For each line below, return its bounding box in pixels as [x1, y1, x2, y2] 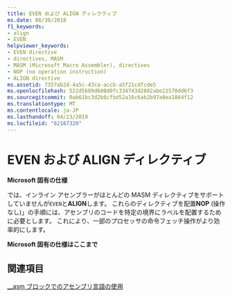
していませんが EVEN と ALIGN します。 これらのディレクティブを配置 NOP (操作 [7, 199, 226, 208]
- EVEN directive [7, 49, 57, 56]
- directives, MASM [7, 56, 64, 62]
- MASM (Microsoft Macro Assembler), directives [7, 62, 150, 69]
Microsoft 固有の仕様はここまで [7, 240, 98, 248]
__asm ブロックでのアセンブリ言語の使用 [7, 282, 123, 291]
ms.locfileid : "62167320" [7, 119, 82, 127]
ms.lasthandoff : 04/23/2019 [7, 113, 89, 120]
